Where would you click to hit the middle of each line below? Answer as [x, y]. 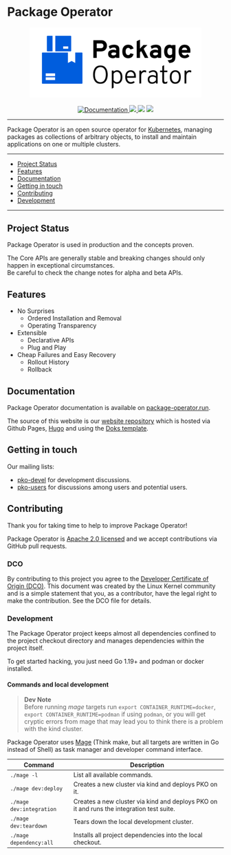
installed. [20, 669]
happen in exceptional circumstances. [61, 266]
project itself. [26, 648]
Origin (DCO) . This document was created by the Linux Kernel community [111, 586]
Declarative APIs [51, 340]
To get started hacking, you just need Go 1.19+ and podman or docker [106, 662]
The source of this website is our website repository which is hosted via [109, 421]
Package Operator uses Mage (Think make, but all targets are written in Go [113, 742]
